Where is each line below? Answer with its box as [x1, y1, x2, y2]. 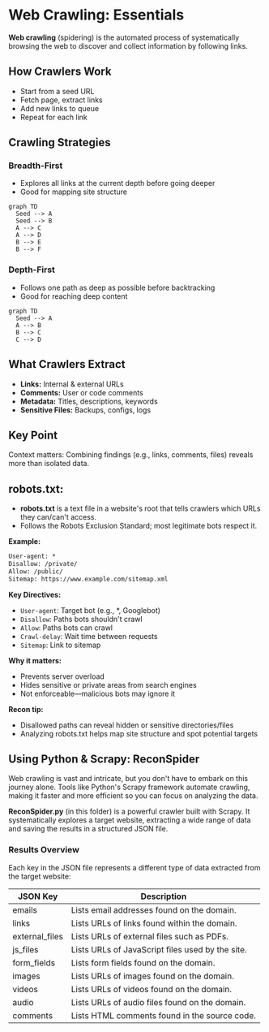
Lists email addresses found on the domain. [70, 904, 237, 915]
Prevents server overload [19, 671, 105, 681]
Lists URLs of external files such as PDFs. [70, 931, 229, 942]
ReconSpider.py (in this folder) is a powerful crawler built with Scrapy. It [8, 806, 250, 817]
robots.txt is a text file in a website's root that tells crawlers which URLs [19, 503, 261, 513]
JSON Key [17, 891, 58, 902]
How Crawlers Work [8, 65, 112, 79]
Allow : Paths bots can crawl [19, 623, 113, 633]
